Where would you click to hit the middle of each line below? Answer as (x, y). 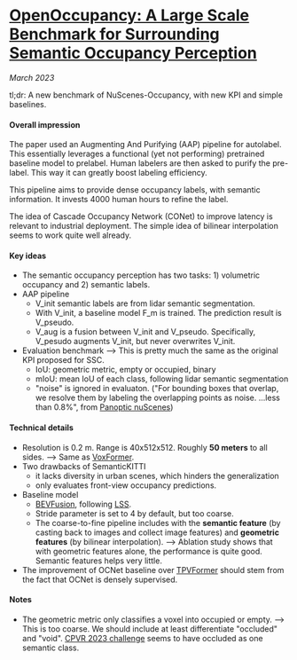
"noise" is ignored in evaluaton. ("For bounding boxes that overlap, (157, 389)
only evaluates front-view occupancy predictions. (126, 485)
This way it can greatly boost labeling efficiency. (119, 173)
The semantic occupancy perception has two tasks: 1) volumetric (141, 275)
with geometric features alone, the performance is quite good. (149, 551)
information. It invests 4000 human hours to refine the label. (119, 200)
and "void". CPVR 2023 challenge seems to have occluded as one (142, 638)
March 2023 (32, 77)
